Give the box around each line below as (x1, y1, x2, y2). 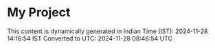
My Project (7, 5, 71, 20)
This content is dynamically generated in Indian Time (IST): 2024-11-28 (7, 27, 208, 35)
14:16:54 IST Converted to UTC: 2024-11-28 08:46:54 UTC (7, 34, 173, 42)
